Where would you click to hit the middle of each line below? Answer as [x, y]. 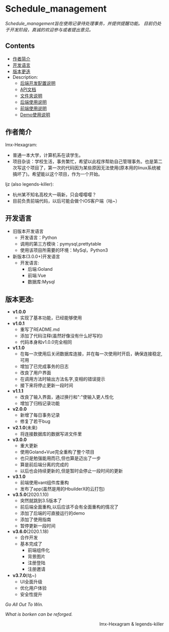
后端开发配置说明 [38, 83]
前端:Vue [37, 275]
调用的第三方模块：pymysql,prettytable [61, 244]
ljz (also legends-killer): [29, 184]
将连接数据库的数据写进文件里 [51, 434]
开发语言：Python [38, 237]
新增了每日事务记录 [40, 415]
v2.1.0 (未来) [25, 428]
